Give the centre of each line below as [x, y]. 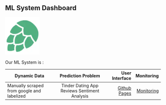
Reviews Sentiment [80, 91]
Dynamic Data [29, 76]
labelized [17, 96]
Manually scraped [25, 85]
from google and [24, 91]
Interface [122, 79]
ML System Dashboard [41, 8]
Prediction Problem [80, 76]
